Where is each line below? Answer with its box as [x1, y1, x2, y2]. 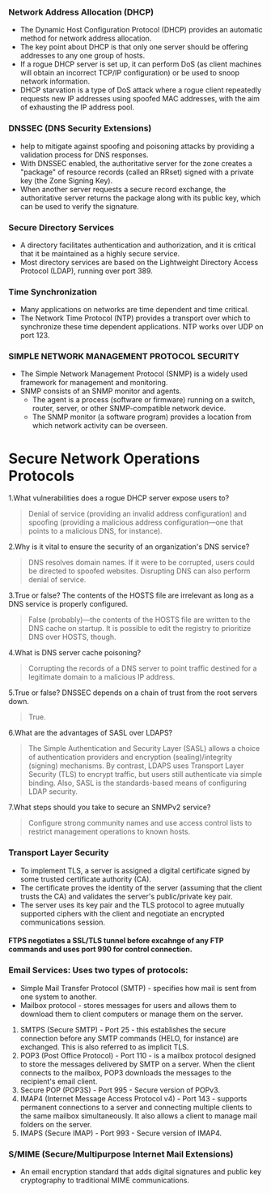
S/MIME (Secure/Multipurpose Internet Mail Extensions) [8, 1148, 234, 1160]
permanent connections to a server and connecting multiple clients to [19, 1102, 252, 1112]
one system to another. [19, 992, 97, 1002]
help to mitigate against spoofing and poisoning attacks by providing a [19, 141, 255, 151]
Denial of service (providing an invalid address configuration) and [28, 509, 247, 519]
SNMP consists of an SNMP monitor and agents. [19, 386, 182, 396]
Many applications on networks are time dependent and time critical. [19, 305, 249, 315]
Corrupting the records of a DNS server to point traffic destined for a [28, 663, 257, 673]
